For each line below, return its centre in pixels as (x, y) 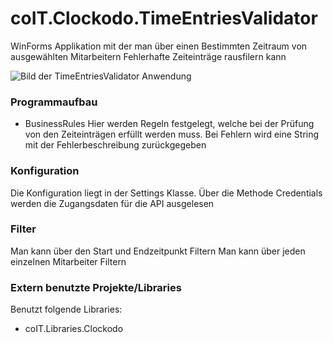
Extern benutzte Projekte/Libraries (96, 287)
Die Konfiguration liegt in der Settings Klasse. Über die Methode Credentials (166, 193)
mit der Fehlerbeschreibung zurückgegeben (115, 145)
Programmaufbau (54, 102)
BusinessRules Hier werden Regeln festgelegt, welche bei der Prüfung (169, 124)
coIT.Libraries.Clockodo (74, 329)
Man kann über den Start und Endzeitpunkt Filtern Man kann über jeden (158, 251)
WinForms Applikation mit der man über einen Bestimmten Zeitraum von (159, 46)
